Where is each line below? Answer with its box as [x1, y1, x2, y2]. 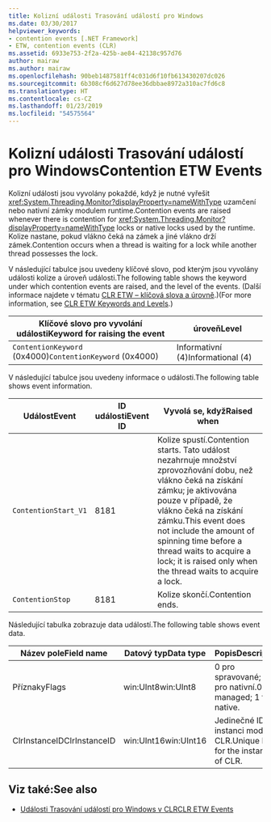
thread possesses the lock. [8, 248, 98, 258]
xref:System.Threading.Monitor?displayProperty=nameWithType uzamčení [8, 197, 256, 206]
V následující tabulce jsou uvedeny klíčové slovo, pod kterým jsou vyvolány [8, 264, 259, 273]
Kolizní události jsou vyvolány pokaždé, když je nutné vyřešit [8, 188, 210, 198]
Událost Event [23, 410, 77, 422]
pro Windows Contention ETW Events [8, 162, 263, 180]
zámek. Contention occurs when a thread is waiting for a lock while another [8, 239, 257, 249]
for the [214, 745, 240, 756]
